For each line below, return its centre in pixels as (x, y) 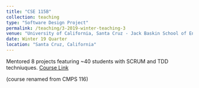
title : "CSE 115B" (29, 12)
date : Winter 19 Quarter (37, 39)
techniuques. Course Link (38, 67)
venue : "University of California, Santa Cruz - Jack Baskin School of (96, 34)
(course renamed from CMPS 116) (47, 79)
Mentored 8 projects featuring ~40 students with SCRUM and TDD (87, 61)
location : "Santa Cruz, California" (51, 45)
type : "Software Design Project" (47, 22)
